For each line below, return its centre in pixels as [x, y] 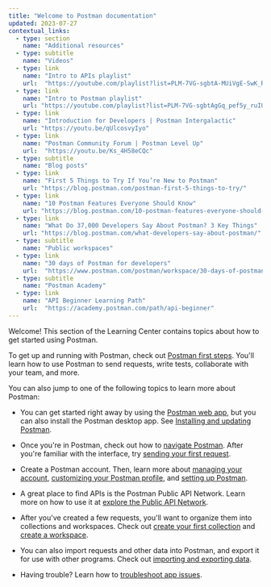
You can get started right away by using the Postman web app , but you [138, 412]
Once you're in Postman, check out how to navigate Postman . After [131, 445]
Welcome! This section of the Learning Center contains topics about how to [134, 331]
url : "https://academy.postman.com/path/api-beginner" [119, 308]
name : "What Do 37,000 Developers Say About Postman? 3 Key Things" [140, 226]
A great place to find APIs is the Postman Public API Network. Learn [133, 493]
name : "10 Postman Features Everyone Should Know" [110, 203]
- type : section [43, 38]
